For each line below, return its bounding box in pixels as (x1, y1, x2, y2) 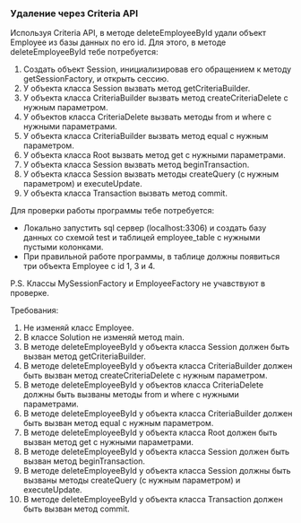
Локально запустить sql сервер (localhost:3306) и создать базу (22, 222, 267, 233)
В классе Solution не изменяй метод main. (22, 332, 185, 343)
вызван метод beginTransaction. (22, 456, 146, 466)
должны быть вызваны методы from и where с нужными (22, 389, 240, 400)
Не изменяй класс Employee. (22, 322, 134, 334)
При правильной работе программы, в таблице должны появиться (22, 251, 280, 262)
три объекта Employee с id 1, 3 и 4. (22, 261, 156, 272)
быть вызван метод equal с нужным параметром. (22, 418, 214, 429)
